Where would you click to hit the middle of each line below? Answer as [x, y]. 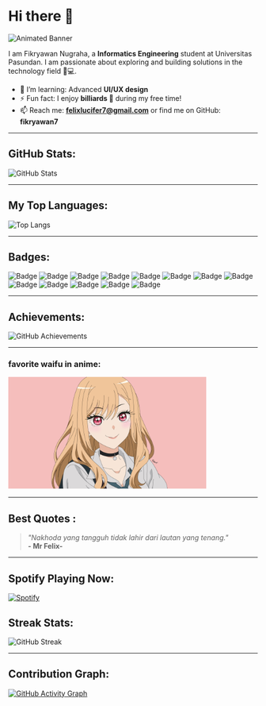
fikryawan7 [39, 122]
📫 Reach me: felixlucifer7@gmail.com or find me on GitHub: [120, 110]
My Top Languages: [58, 206]
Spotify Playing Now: [61, 579]
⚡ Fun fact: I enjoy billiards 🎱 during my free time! [101, 98]
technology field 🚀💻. [42, 71]
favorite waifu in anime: [55, 365]
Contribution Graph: [59, 674]
